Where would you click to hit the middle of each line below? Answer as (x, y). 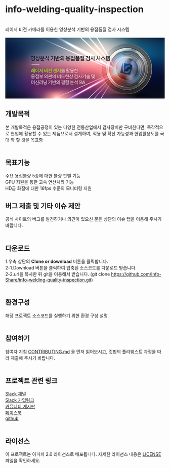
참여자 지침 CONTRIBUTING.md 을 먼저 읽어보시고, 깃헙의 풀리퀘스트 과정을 (81, 352)
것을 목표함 (32, 140)
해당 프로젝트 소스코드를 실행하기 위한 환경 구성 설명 (56, 316)
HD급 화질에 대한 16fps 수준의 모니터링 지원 (49, 188)
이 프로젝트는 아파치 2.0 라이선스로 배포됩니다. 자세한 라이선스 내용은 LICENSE (83, 454)
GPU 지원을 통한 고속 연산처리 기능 (40, 182)
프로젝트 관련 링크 (31, 381)
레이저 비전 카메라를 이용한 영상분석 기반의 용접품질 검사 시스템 (68, 29)
